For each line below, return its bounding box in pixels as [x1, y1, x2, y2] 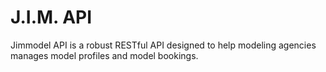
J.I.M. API [10, 6, 93, 29]
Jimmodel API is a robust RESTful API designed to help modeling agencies [10, 39, 317, 51]
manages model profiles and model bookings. [10, 49, 199, 61]
